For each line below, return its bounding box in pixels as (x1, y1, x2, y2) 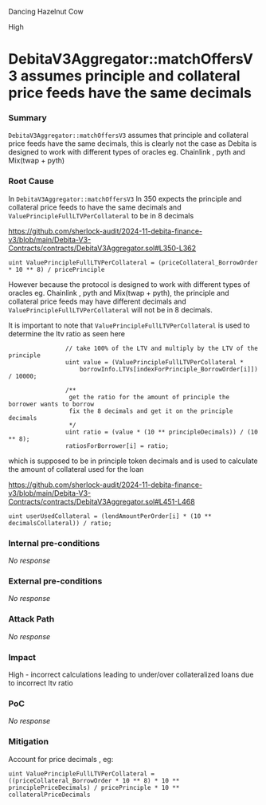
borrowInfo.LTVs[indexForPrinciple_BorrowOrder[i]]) (79, 365, 259, 373)
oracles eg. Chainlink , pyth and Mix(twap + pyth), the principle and (8, 288, 229, 297)
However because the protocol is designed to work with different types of (8, 279, 251, 289)
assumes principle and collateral (20, 67, 241, 85)
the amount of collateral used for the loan (8, 464, 144, 473)
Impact (8, 651, 37, 662)
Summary (8, 112, 48, 124)
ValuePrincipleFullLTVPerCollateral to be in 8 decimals (8, 210, 194, 220)
